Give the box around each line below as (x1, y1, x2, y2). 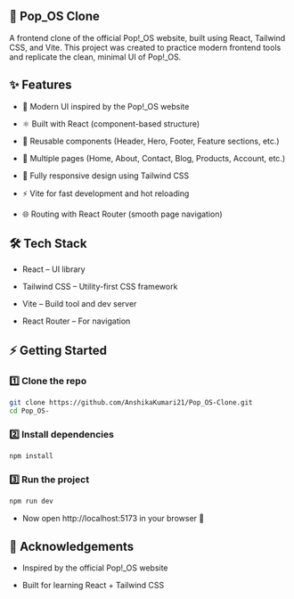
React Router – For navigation (21, 316, 131, 326)
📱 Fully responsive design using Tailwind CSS (21, 170, 190, 181)
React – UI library (21, 264, 86, 275)
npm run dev (9, 496, 53, 506)
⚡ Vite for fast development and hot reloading (21, 188, 190, 199)
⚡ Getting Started (9, 342, 107, 357)
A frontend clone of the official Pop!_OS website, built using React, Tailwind (9, 32, 286, 43)
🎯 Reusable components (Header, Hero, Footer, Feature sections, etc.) (21, 135, 280, 146)
